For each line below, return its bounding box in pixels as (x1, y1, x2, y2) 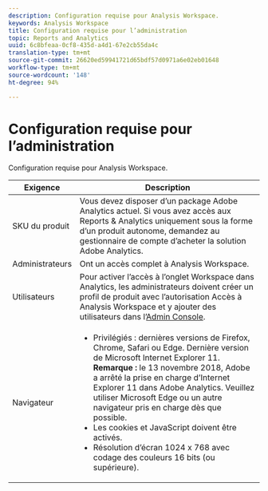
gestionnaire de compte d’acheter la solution (79, 236, 246, 247)
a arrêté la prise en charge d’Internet (93, 372, 230, 383)
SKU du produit (12, 220, 70, 232)
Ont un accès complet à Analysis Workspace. (79, 259, 250, 270)
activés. (93, 432, 123, 443)
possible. (93, 412, 128, 423)
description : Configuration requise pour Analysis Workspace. (8, 11, 219, 20)
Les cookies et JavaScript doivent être (93, 422, 237, 434)
